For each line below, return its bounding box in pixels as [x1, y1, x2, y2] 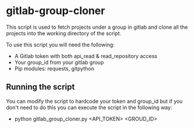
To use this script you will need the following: [6, 41, 115, 48]
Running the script [6, 82, 75, 92]
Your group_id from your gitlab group [14, 59, 104, 66]
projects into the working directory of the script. [6, 29, 122, 36]
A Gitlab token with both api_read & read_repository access [14, 52, 158, 59]
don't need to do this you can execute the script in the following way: [6, 104, 172, 111]
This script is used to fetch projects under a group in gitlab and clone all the [6, 23, 188, 31]
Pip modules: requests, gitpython [14, 65, 95, 72]
